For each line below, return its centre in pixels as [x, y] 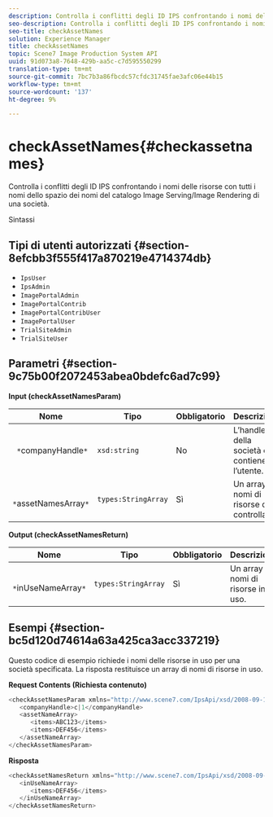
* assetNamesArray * [51, 503]
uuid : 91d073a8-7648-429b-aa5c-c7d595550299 [85, 62]
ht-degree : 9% [32, 99]
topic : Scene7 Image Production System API [83, 54]
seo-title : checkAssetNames [56, 31]
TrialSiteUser [44, 339]
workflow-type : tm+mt [45, 84]
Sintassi [22, 220]
